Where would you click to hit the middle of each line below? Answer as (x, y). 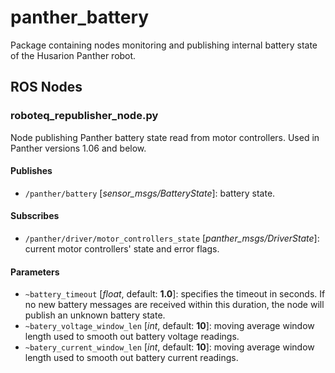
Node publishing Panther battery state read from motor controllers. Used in (165, 137)
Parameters (35, 272)
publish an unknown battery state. (95, 315)
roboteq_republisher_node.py (84, 116)
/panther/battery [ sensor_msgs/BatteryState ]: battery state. (150, 193)
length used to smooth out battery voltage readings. (132, 337)
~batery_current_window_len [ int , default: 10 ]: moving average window (169, 347)
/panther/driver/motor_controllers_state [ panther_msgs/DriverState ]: (172, 238)
